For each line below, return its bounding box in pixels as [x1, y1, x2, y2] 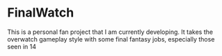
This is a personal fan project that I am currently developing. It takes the [7, 28, 214, 36]
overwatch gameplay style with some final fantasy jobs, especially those [7, 35, 215, 43]
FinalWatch [7, 5, 74, 21]
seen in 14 [7, 42, 37, 50]
